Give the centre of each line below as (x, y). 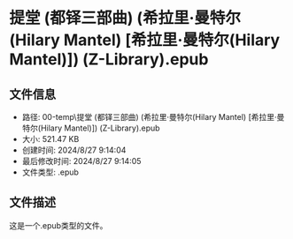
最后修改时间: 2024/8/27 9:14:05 (81, 161)
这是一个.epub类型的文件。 (58, 225)
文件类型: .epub (50, 172)
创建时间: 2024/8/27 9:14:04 (74, 150)
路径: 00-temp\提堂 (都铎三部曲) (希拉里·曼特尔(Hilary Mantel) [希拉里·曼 (153, 117)
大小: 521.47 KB (50, 139)
